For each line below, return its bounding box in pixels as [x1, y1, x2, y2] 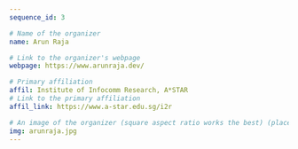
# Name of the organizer [9, 28, 101, 38]
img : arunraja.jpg [9, 126, 77, 136]
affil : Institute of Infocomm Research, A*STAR [9, 86, 189, 95]
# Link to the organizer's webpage [9, 53, 141, 62]
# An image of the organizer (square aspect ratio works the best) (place [9, 118, 292, 127]
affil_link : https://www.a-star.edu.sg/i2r [9, 102, 173, 111]
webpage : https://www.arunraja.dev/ [9, 61, 145, 71]
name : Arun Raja [9, 37, 69, 46]
